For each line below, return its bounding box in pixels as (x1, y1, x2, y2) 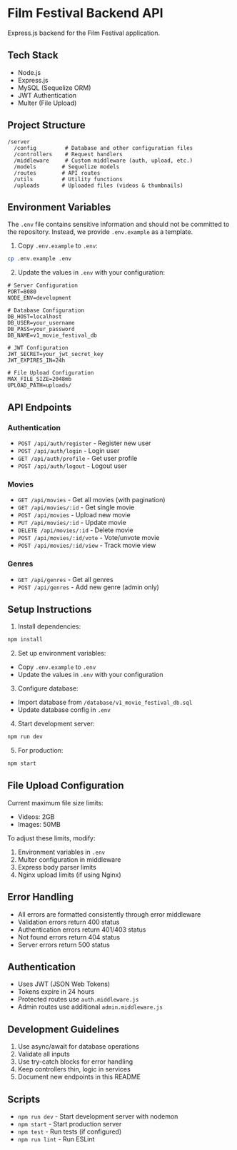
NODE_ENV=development (7, 295, 72, 302)
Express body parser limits (17, 862, 96, 871)
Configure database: (17, 684, 79, 693)
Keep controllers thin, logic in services (17, 1065, 131, 1074)
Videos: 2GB (17, 812, 55, 821)
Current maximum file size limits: (7, 798, 104, 807)
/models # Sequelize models (14, 163, 120, 171)
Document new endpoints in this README (17, 1072, 141, 1082)
